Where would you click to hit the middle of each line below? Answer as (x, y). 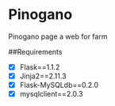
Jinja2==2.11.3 (43, 76)
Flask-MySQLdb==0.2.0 (59, 85)
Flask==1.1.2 (40, 67)
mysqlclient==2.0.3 (51, 94)
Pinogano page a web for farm (58, 36)
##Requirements (35, 51)
